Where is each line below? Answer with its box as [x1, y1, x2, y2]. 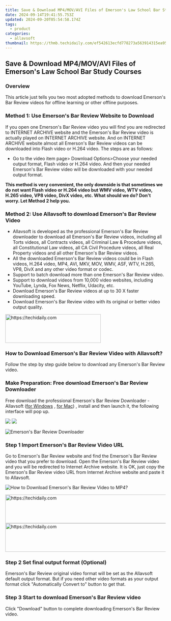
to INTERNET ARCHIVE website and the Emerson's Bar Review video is [5, 129, 154, 135]
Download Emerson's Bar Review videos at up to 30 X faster [12, 288, 139, 294]
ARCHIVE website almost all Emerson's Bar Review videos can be [5, 140, 142, 146]
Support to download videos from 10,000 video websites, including [12, 277, 154, 283]
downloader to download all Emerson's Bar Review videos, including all [12, 234, 162, 240]
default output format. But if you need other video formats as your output [5, 576, 159, 582]
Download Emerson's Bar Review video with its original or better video [12, 299, 160, 305]
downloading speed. [12, 293, 56, 299]
